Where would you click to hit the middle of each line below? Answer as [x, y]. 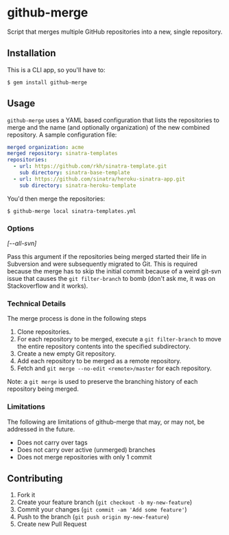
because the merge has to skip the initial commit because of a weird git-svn [114, 271]
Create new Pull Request [52, 524]
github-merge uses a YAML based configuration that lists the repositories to [113, 120]
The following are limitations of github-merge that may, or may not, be [106, 422]
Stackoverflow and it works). [48, 286]
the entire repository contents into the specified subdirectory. [104, 346]
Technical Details [37, 304]
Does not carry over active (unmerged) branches [86, 449]
